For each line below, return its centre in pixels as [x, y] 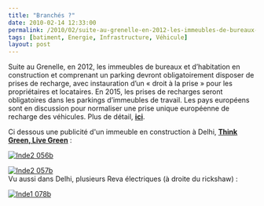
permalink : [26, 30]
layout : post [29, 45]
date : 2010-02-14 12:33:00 [52, 23]
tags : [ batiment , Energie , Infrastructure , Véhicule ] [98, 37]
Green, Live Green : [40, 140]
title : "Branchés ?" [42, 15]
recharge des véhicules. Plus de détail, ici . [77, 117]
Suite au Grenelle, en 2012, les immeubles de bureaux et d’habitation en [125, 67]
